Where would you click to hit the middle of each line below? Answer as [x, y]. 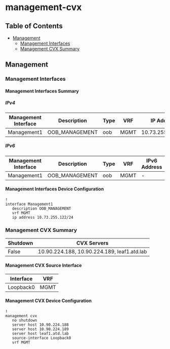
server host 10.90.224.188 [40, 325]
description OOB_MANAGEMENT [41, 209]
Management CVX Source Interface [44, 265]
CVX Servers [92, 243]
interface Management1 [29, 204]
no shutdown [25, 320]
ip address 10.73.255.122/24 [42, 218]
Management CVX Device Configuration [49, 301]
